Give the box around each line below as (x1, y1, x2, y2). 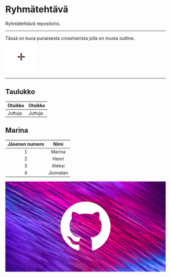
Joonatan (48, 170, 69, 176)
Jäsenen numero (7, 141, 44, 147)
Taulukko (5, 88, 36, 96)
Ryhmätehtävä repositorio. (5, 20, 61, 27)
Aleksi (51, 163, 65, 169)
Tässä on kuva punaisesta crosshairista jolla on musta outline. (5, 35, 135, 41)
